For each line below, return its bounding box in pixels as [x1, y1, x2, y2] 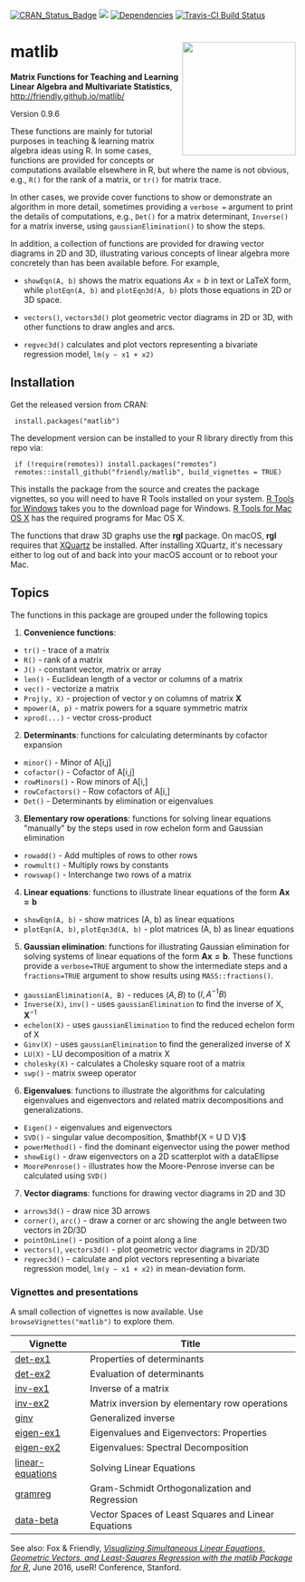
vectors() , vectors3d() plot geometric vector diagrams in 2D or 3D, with [23, 311, 293, 322]
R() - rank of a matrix [23, 654, 103, 665]
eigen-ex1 [14, 1427, 62, 1440]
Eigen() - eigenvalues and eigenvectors [23, 1121, 173, 1133]
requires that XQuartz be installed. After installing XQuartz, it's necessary [10, 540, 283, 551]
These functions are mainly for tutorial [10, 125, 153, 136]
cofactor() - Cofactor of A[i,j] [23, 767, 135, 777]
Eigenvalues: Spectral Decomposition [90, 1441, 249, 1454]
